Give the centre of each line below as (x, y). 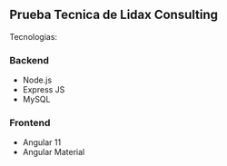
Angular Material (54, 152)
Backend (30, 60)
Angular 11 (42, 142)
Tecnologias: (33, 36)
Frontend (30, 123)
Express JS (44, 90)
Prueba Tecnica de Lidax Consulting (113, 15)
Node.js (37, 80)
